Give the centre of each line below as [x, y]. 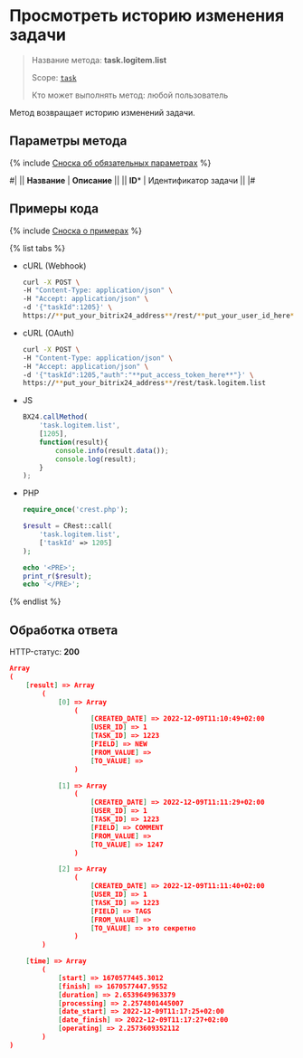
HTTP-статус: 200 [44, 652]
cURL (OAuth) [48, 333]
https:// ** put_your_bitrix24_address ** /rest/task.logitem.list [144, 383]
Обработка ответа [64, 630]
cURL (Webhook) [54, 265]
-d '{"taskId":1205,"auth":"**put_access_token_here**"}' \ [138, 375]
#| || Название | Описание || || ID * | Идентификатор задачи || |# [133, 180]
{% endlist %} [35, 601]
